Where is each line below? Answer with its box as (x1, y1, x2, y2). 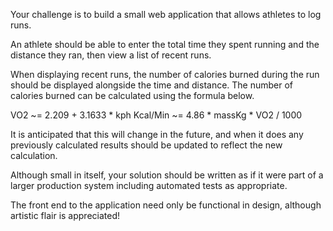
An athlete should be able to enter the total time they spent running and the (10, 39, 320, 50)
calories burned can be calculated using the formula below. (10, 90, 255, 101)
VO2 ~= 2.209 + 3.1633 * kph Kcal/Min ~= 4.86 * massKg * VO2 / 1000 (10, 109, 303, 121)
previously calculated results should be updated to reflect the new (10, 139, 283, 151)
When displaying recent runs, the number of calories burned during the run (10, 69, 320, 80)
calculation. (10, 150, 58, 161)
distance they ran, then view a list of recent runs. (10, 49, 212, 61)
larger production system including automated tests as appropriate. (10, 180, 288, 191)
